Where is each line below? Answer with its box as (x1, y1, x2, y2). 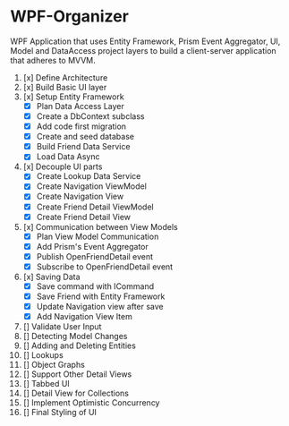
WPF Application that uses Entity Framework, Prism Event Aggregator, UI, (10, 36, 281, 47)
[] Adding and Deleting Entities (22, 340, 137, 351)
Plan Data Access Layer (36, 100, 124, 111)
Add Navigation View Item (36, 311, 132, 322)
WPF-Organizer (10, 6, 129, 27)
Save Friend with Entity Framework (36, 291, 166, 302)
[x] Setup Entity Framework (22, 91, 124, 102)
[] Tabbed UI (22, 379, 70, 389)
